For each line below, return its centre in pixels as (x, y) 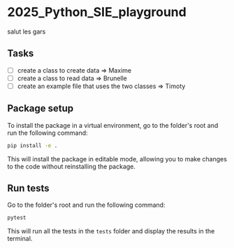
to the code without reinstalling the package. (72, 166)
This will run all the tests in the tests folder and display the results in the (111, 231)
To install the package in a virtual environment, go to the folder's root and (113, 125)
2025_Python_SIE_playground (97, 12)
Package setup (41, 109)
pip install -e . (32, 145)
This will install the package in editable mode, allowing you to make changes (117, 159)
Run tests (28, 188)
